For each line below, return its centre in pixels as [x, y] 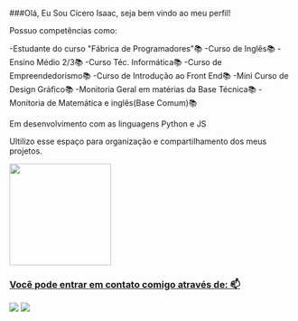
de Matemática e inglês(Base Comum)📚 [122, 103]
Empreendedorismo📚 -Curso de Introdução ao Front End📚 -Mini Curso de [149, 76]
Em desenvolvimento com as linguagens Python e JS [108, 124]
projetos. [26, 151]
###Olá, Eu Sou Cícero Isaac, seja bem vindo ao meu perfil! [120, 13]
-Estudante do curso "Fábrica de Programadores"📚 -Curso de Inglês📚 [142, 48]
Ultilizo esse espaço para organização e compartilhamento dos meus [138, 141]
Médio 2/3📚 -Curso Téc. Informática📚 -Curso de [130, 62]
